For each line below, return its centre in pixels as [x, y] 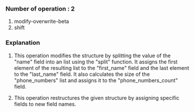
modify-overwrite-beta [42, 22]
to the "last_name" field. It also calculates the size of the [82, 74]
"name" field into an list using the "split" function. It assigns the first [96, 62]
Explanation [23, 43]
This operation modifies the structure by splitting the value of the [92, 55]
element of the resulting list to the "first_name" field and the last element [102, 68]
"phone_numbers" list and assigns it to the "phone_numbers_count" [96, 80]
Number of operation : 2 [40, 9]
